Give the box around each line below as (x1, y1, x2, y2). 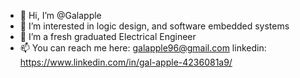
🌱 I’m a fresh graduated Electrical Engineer (19, 31, 197, 42)
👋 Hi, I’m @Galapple (19, 10, 102, 21)
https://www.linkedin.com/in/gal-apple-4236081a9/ (19, 56, 233, 68)
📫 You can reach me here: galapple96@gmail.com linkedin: (19, 42, 267, 54)
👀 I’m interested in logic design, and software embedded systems (19, 20, 290, 32)
